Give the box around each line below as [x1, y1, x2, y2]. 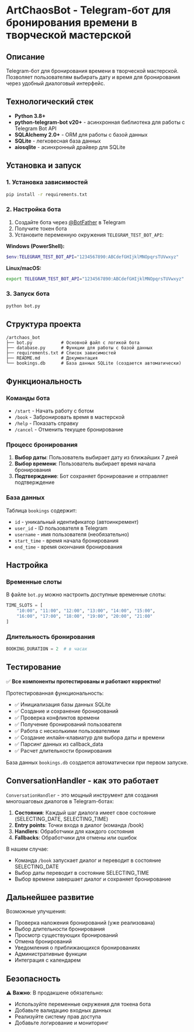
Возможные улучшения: [6, 908, 67, 915]
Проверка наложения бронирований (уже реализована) [14, 919, 155, 926]
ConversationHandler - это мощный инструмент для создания [6, 791, 159, 798]
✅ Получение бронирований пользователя [14, 720, 122, 728]
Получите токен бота [14, 225, 67, 232]
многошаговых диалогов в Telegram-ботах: [6, 797, 115, 804]
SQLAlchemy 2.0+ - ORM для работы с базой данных [14, 131, 148, 138]
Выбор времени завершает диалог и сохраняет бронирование [14, 875, 171, 882]
